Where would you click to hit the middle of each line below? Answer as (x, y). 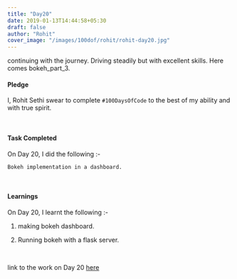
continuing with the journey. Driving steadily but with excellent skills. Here (116, 60)
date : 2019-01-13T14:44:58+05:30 (57, 21)
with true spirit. (30, 108)
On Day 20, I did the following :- (54, 154)
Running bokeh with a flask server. (68, 240)
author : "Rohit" (31, 34)
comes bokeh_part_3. (39, 68)
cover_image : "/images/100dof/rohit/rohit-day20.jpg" (89, 41)
